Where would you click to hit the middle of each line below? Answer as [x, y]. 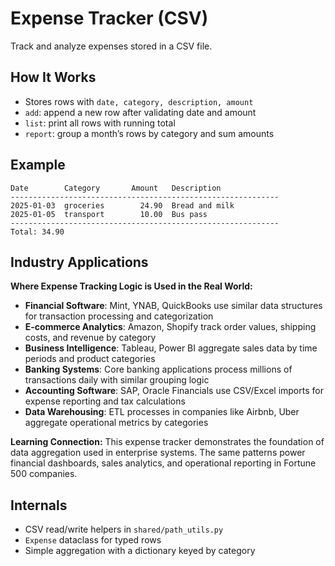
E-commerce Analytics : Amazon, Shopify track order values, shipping [170, 327]
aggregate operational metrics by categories [116, 423]
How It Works [53, 77]
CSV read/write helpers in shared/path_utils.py [124, 529]
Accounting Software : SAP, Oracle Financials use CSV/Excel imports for [174, 391]
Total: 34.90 [37, 232]
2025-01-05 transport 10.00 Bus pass [109, 214]
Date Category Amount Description [116, 188]
